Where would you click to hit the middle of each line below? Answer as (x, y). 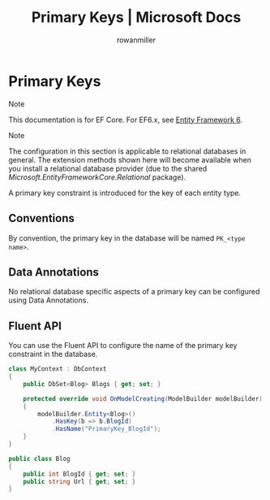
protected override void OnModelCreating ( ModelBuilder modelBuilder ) (143, 398)
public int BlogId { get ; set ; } (79, 474)
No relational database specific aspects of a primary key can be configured (134, 292)
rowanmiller (136, 40)
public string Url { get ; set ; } (79, 481)
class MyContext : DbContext (58, 369)
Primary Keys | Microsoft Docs (136, 17)
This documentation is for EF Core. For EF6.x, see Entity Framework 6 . (126, 120)
